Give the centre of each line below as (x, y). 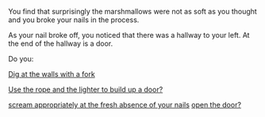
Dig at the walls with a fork (52, 74)
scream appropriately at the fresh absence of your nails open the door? (125, 105)
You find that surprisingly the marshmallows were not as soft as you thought (133, 11)
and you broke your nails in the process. (74, 20)
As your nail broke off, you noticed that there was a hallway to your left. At (129, 35)
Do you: (21, 59)
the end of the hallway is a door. (61, 43)
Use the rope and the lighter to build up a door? (86, 89)
